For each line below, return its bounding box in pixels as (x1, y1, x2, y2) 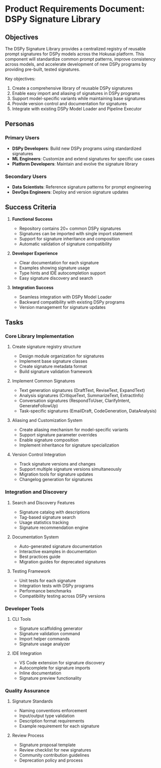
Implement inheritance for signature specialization (19, 442, 119, 448)
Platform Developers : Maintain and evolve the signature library (12, 161, 138, 167)
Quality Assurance (5, 688, 50, 694)
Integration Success (12, 285, 54, 290)
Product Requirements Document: (5, 3, 145, 15)
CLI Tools (12, 616, 31, 622)
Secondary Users (5, 173, 47, 180)
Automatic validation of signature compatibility (19, 241, 112, 247)
